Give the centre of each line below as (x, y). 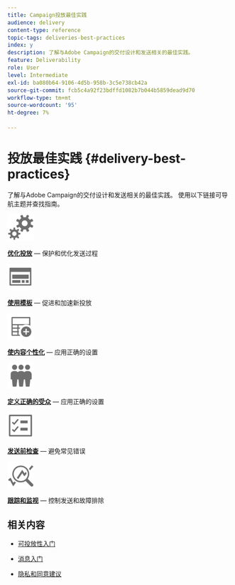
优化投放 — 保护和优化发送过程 (53, 253)
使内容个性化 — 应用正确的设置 (53, 352)
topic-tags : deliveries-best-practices (66, 38)
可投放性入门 (36, 543)
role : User (23, 68)
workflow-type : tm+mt (39, 98)
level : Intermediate (38, 75)
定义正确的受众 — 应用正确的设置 (56, 401)
